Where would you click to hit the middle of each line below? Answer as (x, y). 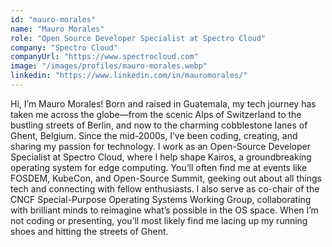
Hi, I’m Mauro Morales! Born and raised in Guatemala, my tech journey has (163, 103)
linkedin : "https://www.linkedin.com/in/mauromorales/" (129, 76)
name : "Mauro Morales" (57, 29)
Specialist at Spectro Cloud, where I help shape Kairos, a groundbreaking (161, 157)
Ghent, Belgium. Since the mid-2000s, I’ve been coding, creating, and (154, 135)
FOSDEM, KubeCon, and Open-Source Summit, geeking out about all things (166, 178)
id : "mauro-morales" (53, 19)
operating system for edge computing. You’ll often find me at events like (159, 167)
